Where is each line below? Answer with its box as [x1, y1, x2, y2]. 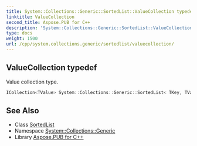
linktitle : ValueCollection [6, 14, 75, 20]
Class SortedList [14, 121, 55, 128]
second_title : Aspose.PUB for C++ [6, 19, 91, 25]
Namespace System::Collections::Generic [14, 127, 116, 134]
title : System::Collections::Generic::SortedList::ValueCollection [6, 8, 175, 15]
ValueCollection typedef [6, 62, 97, 73]
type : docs [6, 30, 33, 36]
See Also [6, 106, 39, 116]
